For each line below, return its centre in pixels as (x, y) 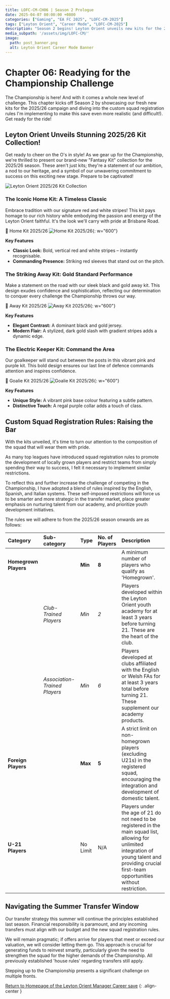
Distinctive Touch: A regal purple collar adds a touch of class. (77, 406)
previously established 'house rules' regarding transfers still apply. (75, 961)
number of (134, 558)
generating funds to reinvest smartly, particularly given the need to (75, 950)
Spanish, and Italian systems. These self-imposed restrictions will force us (83, 494)
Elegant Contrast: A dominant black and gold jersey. (68, 325)
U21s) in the (136, 760)
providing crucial (141, 863)
